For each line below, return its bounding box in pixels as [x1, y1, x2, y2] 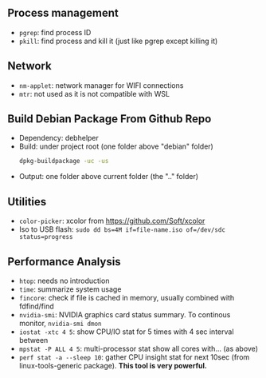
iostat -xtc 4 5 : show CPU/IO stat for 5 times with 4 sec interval [18, 327, 234, 336]
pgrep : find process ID [18, 27, 92, 37]
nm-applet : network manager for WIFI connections [18, 80, 184, 90]
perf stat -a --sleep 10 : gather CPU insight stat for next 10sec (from [18, 352, 250, 362]
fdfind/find [18, 301, 55, 311]
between [18, 335, 49, 344]
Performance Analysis [7, 255, 121, 269]
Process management [7, 6, 119, 20]
